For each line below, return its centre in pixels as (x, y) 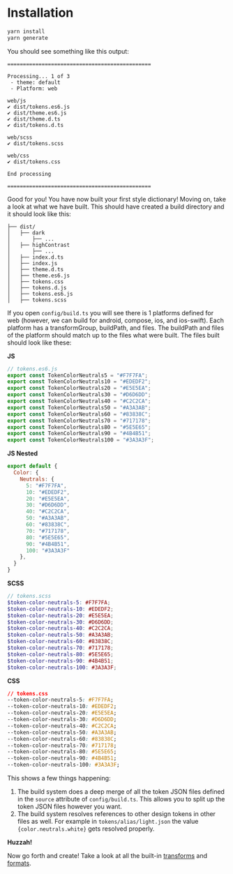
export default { (32, 466)
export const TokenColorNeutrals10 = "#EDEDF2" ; (79, 382)
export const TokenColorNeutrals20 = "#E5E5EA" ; (79, 389)
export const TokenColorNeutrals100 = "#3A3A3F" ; (81, 440)
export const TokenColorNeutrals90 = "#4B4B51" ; (79, 434)
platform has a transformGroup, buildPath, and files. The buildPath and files (116, 327)
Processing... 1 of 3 (39, 76)
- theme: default (35, 82)
